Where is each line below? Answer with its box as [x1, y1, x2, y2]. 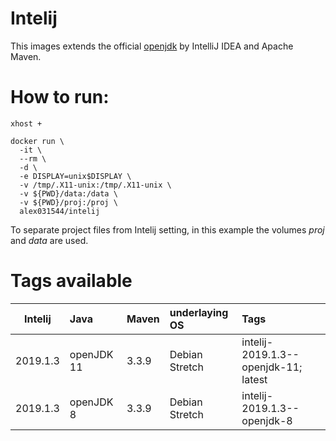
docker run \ [10, 136, 65, 146]
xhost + [10, 118, 43, 129]
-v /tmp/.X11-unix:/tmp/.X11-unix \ [19, 180, 172, 190]
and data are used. [10, 234, 89, 246]
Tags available [10, 270, 133, 292]
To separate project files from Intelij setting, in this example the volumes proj [10, 223, 325, 236]
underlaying [169, 305, 229, 319]
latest [241, 372, 268, 386]
